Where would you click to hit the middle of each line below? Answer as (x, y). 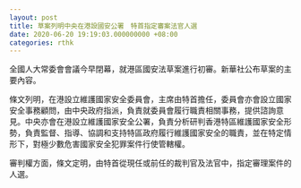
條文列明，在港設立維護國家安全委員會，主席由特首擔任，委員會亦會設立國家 (150, 99)
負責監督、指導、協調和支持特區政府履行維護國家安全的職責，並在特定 (154, 133)
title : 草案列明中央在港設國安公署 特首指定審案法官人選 (103, 26)
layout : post (34, 17)
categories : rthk (42, 43)
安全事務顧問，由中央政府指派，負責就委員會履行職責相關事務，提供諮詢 (142, 111)
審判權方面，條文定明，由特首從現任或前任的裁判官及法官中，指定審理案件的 (150, 163)
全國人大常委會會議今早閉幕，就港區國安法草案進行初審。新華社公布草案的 (146, 69)
